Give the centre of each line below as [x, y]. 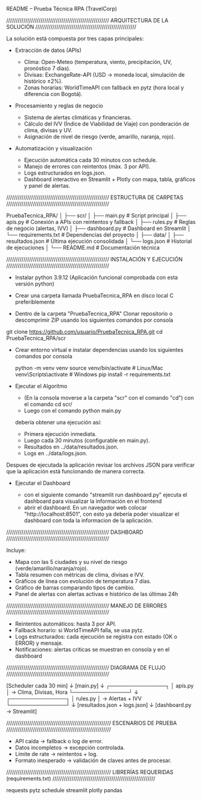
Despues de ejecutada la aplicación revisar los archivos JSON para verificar [100, 465]
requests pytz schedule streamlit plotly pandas [64, 790]
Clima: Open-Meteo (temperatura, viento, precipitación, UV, [98, 62]
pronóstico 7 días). [47, 68]
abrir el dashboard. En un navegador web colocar [85, 507]
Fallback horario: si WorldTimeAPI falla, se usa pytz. [79, 630]
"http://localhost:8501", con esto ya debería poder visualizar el [102, 514]
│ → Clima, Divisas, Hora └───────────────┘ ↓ [72, 692]
